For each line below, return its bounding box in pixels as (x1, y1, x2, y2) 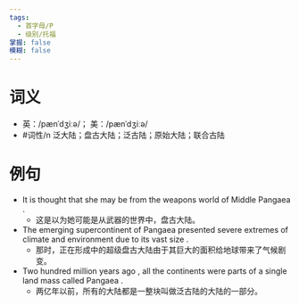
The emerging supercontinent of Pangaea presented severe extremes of (21, 225, 288, 235)
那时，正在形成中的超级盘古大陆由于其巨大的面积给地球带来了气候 (35, 244, 278, 255)
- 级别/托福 (17, 29, 56, 38)
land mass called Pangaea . (21, 276, 123, 285)
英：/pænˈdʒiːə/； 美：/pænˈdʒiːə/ (21, 119, 149, 129)
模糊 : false (9, 46, 51, 55)
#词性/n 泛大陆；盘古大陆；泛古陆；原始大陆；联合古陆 (21, 130, 225, 141)
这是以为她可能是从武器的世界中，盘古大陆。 (35, 215, 201, 225)
